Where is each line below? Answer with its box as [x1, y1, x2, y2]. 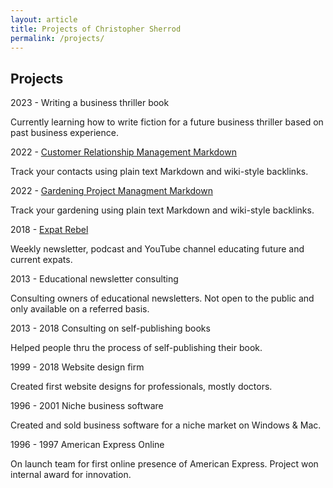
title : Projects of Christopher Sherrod [10, 24, 182, 34]
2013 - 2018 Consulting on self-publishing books [10, 322, 211, 335]
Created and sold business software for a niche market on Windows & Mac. [10, 419, 322, 431]
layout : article [10, 14, 78, 25]
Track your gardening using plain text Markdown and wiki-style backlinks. [10, 204, 315, 216]
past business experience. [10, 127, 119, 139]
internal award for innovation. [10, 469, 132, 481]
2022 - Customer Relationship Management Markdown [10, 146, 237, 158]
